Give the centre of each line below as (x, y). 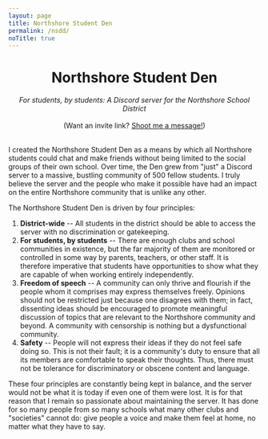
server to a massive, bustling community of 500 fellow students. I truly (124, 175)
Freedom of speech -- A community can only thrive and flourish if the (135, 283)
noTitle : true (32, 38)
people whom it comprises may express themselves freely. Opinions (132, 292)
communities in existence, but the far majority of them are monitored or (137, 249)
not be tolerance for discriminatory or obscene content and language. (135, 368)
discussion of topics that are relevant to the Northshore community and (138, 317)
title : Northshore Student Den (60, 23)
